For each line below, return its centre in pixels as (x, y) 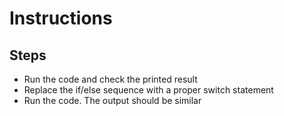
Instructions (61, 18)
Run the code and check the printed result (110, 79)
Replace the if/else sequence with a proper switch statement (148, 90)
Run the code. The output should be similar (112, 100)
